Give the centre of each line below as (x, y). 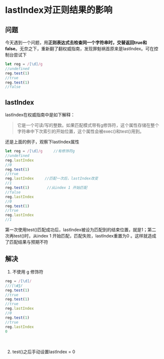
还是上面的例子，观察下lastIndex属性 (42, 142)
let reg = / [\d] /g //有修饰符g (40, 151)
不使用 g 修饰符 (28, 271)
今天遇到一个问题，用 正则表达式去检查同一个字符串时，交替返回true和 (76, 43)
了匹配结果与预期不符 (27, 242)
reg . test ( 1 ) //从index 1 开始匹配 (46, 188)
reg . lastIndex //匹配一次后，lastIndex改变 (52, 179)
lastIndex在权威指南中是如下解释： (40, 115)
